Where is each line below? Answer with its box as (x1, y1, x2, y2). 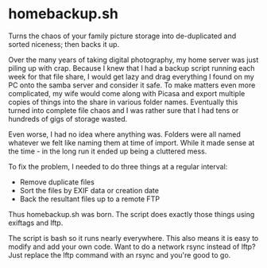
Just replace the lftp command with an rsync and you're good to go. (8, 250, 231, 259)
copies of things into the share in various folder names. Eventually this (8, 97, 238, 107)
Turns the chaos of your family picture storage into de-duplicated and (8, 31, 237, 41)
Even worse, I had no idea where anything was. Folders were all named (8, 129, 241, 139)
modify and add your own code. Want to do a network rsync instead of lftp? (8, 242, 256, 251)
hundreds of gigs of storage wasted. (8, 114, 128, 123)
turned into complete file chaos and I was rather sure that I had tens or (8, 105, 239, 115)
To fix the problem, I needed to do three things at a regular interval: (8, 161, 228, 171)
